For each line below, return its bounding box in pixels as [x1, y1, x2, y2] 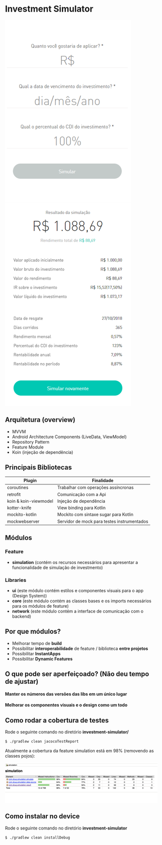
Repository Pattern [12, 439, 50, 445]
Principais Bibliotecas [5, 464, 72, 472]
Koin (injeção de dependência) [12, 449, 74, 455]
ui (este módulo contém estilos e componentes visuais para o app [12, 588, 144, 594]
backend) [12, 613, 31, 619]
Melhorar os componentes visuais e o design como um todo [5, 702, 128, 708]
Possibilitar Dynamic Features [12, 656, 73, 662]
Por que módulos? [5, 628, 61, 636]
